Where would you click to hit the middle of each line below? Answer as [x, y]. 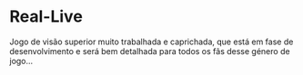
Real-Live [46, 17]
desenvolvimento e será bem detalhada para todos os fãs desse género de [150, 51]
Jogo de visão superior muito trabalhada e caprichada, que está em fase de [151, 42]
